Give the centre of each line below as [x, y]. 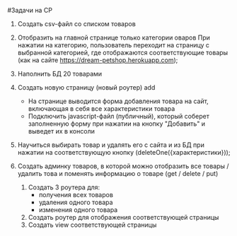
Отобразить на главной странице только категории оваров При [114, 37]
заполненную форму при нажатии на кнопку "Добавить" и [117, 124]
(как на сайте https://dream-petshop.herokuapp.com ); [98, 60]
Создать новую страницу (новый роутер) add [86, 87]
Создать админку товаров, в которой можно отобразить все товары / [123, 166]
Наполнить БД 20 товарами [60, 74]
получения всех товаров [76, 195]
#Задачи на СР [30, 10]
